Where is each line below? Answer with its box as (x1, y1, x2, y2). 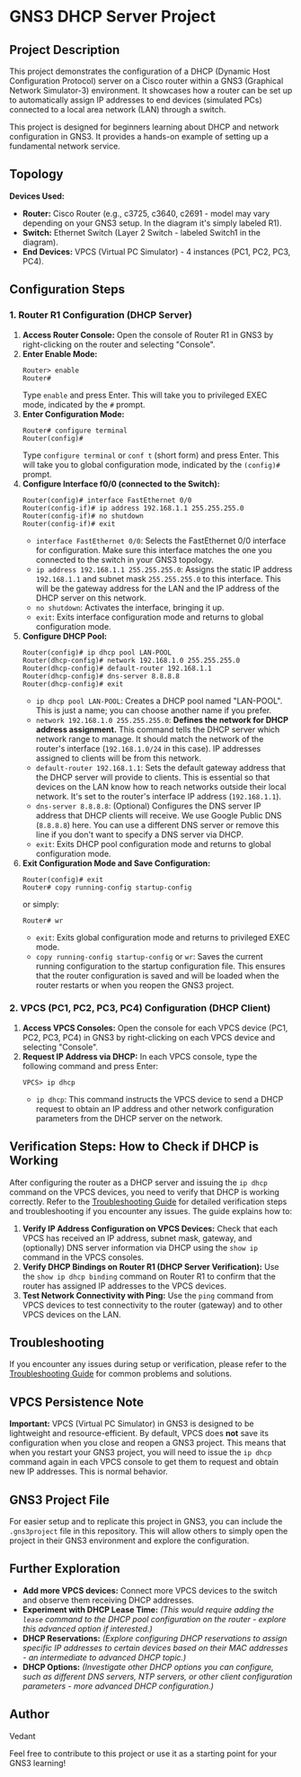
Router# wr (22, 915, 64, 925)
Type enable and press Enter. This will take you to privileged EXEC (22, 389, 268, 400)
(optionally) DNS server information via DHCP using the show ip (22, 1242, 259, 1253)
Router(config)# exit (22, 875, 103, 884)
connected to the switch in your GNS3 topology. (35, 554, 214, 565)
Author (9, 1707, 49, 1722)
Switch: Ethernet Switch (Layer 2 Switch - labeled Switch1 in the (22, 227, 261, 237)
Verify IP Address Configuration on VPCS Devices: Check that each (22, 1223, 279, 1234)
